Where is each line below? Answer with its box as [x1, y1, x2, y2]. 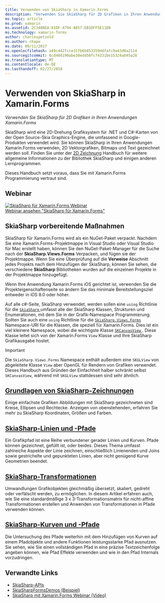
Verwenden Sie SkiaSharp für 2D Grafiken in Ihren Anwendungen [5, 114, 137, 120]
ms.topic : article [5, 16, 43, 21]
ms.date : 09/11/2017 [5, 44, 48, 49]
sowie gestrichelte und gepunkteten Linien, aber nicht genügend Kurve [5, 453, 149, 459]
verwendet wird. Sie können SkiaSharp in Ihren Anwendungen [27, 140, 153, 145]
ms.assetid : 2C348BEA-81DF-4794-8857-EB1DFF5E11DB [5, 26, 111, 30]
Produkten [5, 140, 26, 145]
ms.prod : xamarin [5, 21, 41, 26]
